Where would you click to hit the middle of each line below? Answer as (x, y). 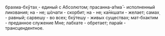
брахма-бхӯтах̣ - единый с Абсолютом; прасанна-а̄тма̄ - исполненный (80, 7)
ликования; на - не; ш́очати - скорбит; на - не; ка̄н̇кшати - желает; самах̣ (82, 12)
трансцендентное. (24, 28)
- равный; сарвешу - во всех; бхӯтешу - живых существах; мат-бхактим (82, 18)
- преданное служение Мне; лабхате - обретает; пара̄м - (65, 23)
